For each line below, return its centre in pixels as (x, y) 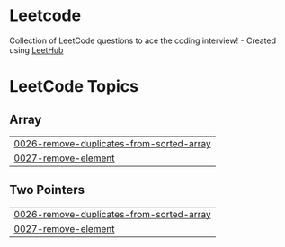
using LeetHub (36, 49)
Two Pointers (47, 190)
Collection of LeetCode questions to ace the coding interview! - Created (143, 40)
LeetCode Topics (74, 87)
